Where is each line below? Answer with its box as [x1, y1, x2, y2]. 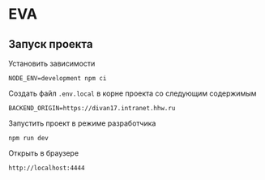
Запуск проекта [8, 37, 93, 51]
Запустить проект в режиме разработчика [8, 118, 156, 128]
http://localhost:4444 [8, 164, 85, 172]
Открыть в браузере [8, 148, 79, 158]
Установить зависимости [8, 58, 96, 68]
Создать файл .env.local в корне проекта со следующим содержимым [8, 88, 257, 98]
